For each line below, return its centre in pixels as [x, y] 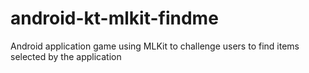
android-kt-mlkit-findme [114, 18]
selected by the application [66, 56]
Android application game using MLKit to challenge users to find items [155, 46]
